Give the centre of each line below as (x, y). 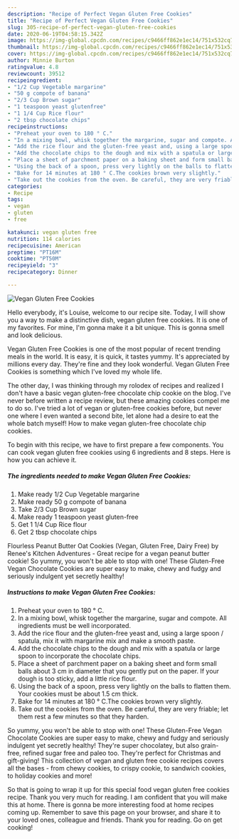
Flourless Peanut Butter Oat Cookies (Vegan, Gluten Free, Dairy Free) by (113, 545)
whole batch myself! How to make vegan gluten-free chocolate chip (107, 423)
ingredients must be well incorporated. (74, 625)
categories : (25, 186)
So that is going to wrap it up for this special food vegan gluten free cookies (118, 789)
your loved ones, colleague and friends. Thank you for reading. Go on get (115, 820)
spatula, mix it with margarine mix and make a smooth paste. (106, 640)
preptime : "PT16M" (34, 252)
